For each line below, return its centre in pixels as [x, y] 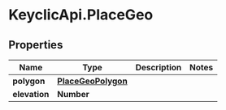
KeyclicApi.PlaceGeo [81, 15]
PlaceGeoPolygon [92, 81]
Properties [36, 45]
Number [73, 94]
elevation [31, 94]
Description [159, 68]
